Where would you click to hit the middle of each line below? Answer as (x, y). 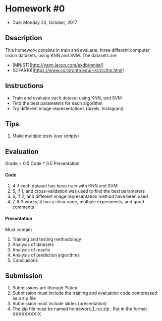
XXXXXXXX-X (27, 314)
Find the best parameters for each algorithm (57, 103)
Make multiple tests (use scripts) (46, 136)
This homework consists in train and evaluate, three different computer (78, 50)
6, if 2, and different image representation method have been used (80, 196)
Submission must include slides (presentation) (59, 304)
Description (24, 38)
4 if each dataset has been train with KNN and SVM (65, 186)
